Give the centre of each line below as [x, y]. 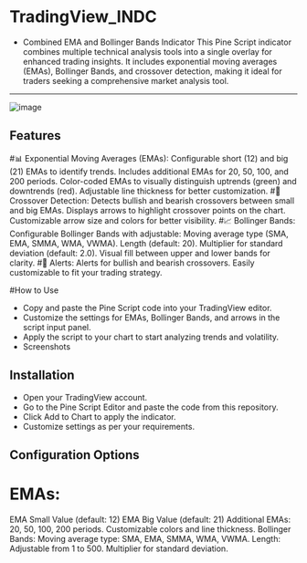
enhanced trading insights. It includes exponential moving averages [150, 61]
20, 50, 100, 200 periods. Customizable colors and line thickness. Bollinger [150, 529]
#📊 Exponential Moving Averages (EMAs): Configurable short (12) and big [149, 158]
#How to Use [34, 290]
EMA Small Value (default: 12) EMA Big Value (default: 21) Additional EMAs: [150, 519]
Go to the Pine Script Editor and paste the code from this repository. [150, 407]
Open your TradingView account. [85, 397]
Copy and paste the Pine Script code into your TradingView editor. [147, 308]
